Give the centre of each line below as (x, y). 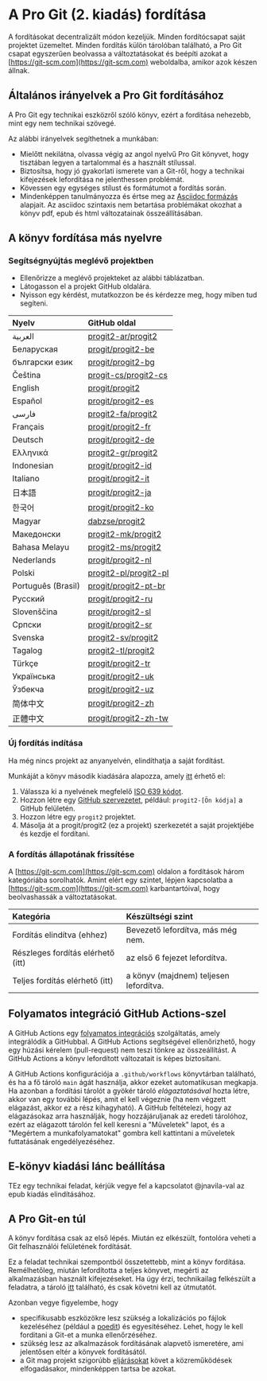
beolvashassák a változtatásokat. (63, 897)
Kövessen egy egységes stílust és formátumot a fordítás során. (123, 188)
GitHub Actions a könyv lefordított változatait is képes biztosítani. (114, 1058)
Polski (23, 573)
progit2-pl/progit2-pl (128, 573)
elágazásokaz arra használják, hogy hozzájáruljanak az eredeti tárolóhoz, (128, 1116)
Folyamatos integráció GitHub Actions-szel (117, 1014)
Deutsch (28, 440)
